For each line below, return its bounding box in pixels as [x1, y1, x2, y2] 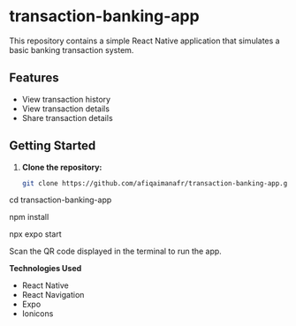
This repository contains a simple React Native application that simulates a [9, 35, 280, 46]
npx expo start [9, 229, 62, 239]
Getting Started [9, 139, 96, 154]
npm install [9, 212, 49, 223]
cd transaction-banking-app [9, 194, 112, 205]
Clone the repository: [21, 162, 102, 172]
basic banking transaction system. [9, 44, 134, 55]
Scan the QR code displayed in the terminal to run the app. [9, 246, 223, 257]
